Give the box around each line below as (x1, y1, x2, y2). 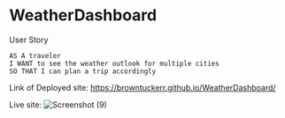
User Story (9, 34, 49, 45)
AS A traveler (9, 51, 62, 60)
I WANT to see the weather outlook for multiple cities (9, 59, 220, 68)
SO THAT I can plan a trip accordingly (9, 67, 157, 76)
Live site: (9, 99, 42, 110)
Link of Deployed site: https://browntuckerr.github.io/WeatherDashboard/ (9, 82, 276, 92)
